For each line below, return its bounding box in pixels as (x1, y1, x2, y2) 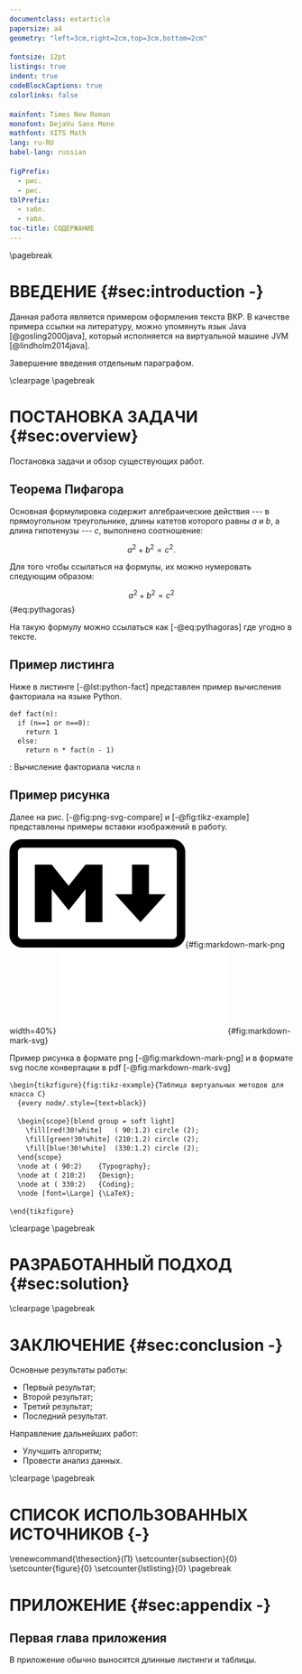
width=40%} (9, 1025, 57, 1036)
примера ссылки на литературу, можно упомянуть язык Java (9, 320, 247, 331)
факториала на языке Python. (9, 690, 123, 701)
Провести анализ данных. (22, 1456, 124, 1466)
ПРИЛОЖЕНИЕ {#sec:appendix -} (9, 1595, 271, 1615)
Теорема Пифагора (9, 482, 124, 497)
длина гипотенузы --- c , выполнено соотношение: (9, 524, 204, 536)
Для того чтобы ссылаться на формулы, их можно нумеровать (9, 561, 252, 572)
